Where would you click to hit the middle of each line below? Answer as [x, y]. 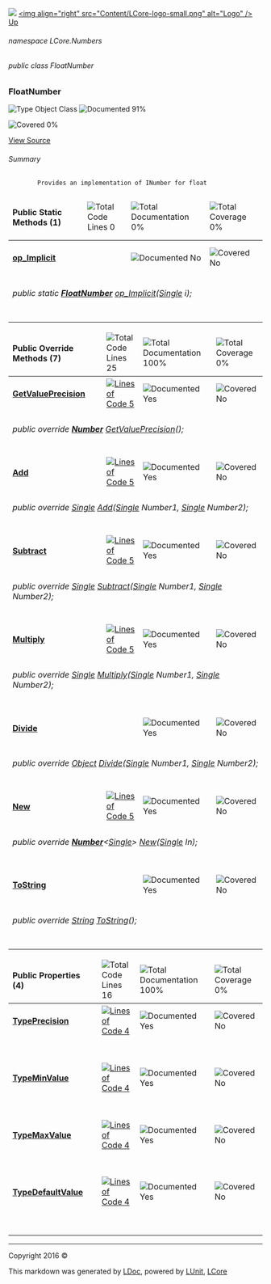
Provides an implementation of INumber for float [122, 183]
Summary [25, 158]
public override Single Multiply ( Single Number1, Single [116, 675]
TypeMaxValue [42, 1135]
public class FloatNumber [51, 65]
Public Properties [46, 975]
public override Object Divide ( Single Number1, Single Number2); [135, 763]
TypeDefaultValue [48, 1193]
